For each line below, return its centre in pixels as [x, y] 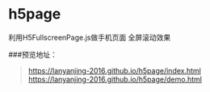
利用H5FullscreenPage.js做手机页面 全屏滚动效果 [90, 37]
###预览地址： [33, 54]
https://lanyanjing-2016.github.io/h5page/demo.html [115, 79]
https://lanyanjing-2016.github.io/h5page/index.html [115, 70]
